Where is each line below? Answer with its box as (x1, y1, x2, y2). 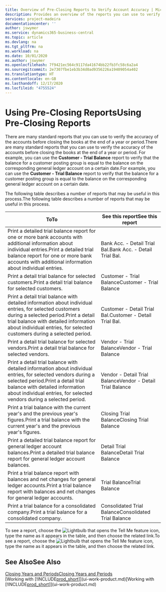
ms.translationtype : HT (5, 72, 54, 77)
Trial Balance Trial (101, 479, 141, 486)
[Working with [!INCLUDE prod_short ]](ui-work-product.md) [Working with (5, 576, 155, 582)
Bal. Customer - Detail (101, 312, 152, 319)
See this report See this (102, 213, 158, 220)
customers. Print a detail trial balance (7, 279, 92, 286)
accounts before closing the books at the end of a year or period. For (5, 150, 146, 156)
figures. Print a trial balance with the (7, 417, 90, 424)
